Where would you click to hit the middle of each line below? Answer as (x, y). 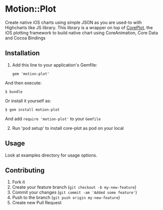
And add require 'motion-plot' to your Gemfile (53, 119)
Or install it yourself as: (28, 101)
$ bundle (14, 92)
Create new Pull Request (37, 203)
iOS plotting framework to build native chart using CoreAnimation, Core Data (81, 33)
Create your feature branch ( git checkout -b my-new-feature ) (74, 187)
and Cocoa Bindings (25, 38)
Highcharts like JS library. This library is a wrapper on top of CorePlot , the (79, 27)
